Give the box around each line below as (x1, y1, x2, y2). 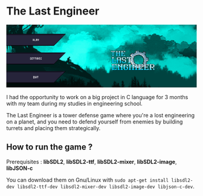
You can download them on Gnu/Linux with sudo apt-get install (6, 176, 169, 183)
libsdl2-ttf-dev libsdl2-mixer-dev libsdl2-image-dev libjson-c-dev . (17, 183, 195, 190)
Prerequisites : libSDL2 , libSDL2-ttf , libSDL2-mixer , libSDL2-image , (6, 158, 177, 165)
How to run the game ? (6, 142, 93, 152)
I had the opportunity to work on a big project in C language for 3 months (6, 93, 188, 100)
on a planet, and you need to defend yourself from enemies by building (6, 118, 183, 125)
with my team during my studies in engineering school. (6, 100, 143, 107)
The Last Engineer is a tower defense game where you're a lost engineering (6, 111, 195, 119)
